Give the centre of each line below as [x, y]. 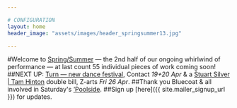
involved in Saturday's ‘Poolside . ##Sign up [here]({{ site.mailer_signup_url [116, 90]
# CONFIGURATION [31, 20]
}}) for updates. [30, 97]
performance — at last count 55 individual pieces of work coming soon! [111, 67]
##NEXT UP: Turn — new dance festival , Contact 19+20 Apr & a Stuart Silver [118, 74]
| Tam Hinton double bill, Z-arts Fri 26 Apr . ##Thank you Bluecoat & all [110, 82]
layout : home [27, 26]
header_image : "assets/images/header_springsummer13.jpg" [94, 33]
